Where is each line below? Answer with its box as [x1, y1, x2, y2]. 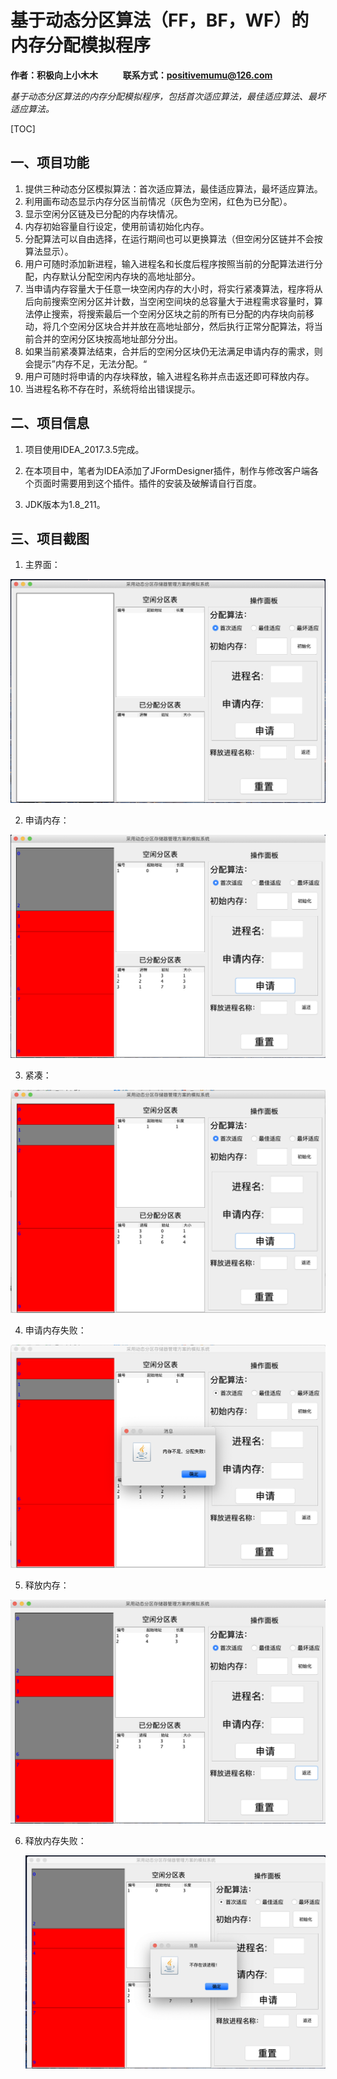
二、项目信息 [10, 415, 90, 432]
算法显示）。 [24, 245, 74, 257]
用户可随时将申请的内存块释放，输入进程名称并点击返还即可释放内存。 [24, 370, 315, 382]
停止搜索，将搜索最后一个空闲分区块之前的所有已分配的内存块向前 [33, 307, 306, 320]
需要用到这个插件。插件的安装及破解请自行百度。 [59, 477, 262, 489]
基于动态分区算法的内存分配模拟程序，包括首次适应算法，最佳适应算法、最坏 [10, 90, 326, 102]
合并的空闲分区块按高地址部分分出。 [33, 332, 183, 345]
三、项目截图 [10, 530, 90, 547]
